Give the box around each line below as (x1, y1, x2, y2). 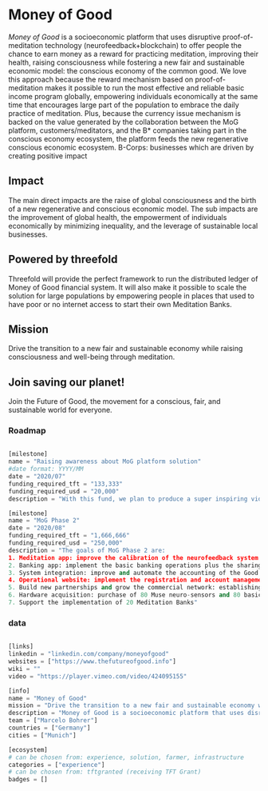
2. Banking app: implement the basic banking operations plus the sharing (8, 561, 262, 569)
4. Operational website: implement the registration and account (8, 576, 230, 585)
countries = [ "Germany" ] (8, 724, 91, 733)
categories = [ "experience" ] (8, 761, 105, 769)
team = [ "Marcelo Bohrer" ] (8, 717, 98, 725)
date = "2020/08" (8, 524, 66, 533)
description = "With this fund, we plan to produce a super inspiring (8, 494, 248, 503)
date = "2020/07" (8, 473, 66, 481)
